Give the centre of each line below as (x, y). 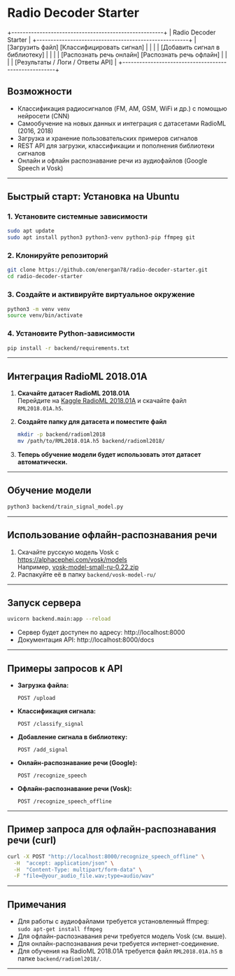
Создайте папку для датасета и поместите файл (92, 422)
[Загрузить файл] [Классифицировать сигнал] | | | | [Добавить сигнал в (114, 47)
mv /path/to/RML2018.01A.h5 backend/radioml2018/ (91, 441)
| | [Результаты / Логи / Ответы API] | (62, 62)
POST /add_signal (43, 750)
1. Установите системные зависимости (78, 216)
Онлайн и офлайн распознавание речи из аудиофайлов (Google (112, 160)
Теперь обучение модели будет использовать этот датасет (109, 455)
